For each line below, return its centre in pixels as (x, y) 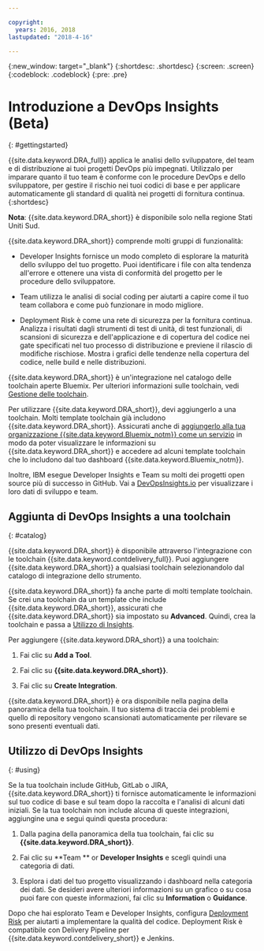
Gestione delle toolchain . (48, 394)
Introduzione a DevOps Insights (113, 106)
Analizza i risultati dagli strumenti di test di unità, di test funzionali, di (131, 329)
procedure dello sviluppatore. (67, 281)
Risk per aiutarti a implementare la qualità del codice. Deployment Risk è (125, 921)
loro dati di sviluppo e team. (53, 492)
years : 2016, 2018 (46, 30)
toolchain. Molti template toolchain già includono (87, 418)
